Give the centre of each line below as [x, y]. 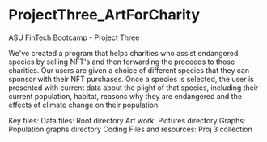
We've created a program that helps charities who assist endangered [123, 53]
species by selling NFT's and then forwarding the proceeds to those [122, 62]
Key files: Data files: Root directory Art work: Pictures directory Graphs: [127, 120]
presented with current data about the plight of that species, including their [133, 88]
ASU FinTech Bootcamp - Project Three [74, 37]
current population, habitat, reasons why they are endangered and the [125, 96]
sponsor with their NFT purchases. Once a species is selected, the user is [131, 79]
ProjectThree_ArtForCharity [104, 15]
